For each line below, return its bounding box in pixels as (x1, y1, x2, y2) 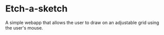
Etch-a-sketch (5, 3, 68, 14)
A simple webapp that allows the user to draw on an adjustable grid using (5, 19, 159, 25)
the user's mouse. (5, 24, 43, 30)
